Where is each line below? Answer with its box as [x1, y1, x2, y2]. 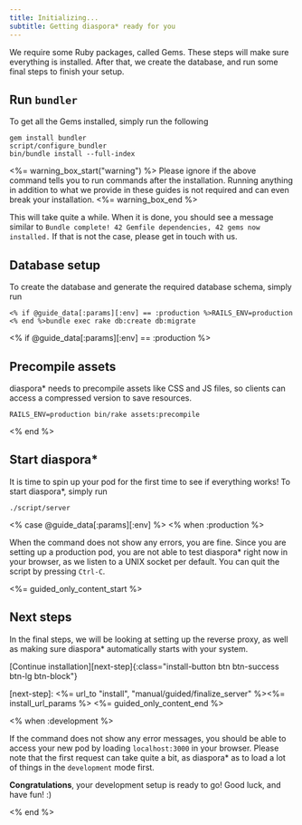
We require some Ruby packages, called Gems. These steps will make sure [9, 46, 289, 57]
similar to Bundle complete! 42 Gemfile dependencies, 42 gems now [9, 221, 260, 232]
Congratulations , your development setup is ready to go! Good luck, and [9, 779, 281, 790]
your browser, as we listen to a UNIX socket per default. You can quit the [9, 556, 280, 567]
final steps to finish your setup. [9, 65, 125, 77]
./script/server [9, 503, 71, 512]
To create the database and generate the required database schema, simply [9, 282, 292, 293]
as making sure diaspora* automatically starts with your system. [9, 643, 249, 654]
